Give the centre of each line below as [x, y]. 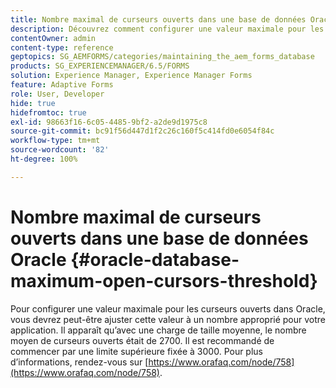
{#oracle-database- [155, 259]
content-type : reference [62, 47]
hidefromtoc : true [48, 112]
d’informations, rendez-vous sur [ [79, 362]
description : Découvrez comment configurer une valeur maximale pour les [167, 29]
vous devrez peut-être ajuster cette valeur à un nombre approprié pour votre [168, 319]
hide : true [33, 103]
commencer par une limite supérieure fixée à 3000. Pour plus [137, 351]
